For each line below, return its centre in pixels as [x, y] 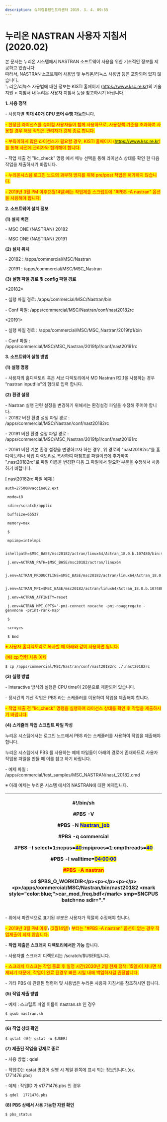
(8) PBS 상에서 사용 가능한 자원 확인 [40, 1105]
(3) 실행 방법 [17, 676]
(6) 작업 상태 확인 [22, 1028]
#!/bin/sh [83, 802]
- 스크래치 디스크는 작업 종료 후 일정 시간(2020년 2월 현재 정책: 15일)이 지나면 [81, 966]
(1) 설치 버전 [17, 219]
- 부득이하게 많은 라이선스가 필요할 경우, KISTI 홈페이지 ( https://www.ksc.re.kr [82, 141]
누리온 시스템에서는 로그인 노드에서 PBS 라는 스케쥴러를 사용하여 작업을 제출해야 [83, 736]
